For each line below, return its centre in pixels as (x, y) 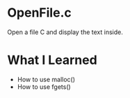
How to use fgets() (44, 87)
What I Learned (52, 60)
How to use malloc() (46, 79)
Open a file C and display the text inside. (65, 32)
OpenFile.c (39, 13)
